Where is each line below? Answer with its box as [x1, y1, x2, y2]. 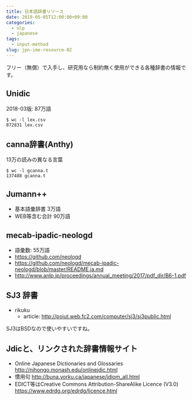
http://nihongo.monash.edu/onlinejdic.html [14, 366, 118, 373]
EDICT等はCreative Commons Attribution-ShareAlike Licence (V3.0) [14, 381, 179, 388]
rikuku [14, 306, 31, 313]
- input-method [11, 42, 49, 48]
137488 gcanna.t [6, 173, 46, 179]
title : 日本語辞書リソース [6, 8, 64, 15]
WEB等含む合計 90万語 [14, 213, 70, 220]
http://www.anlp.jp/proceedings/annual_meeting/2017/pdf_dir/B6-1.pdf [14, 272, 186, 279]
